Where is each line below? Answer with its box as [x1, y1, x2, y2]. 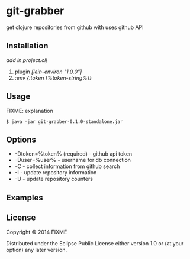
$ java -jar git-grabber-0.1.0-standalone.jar [6, 118, 123, 125]
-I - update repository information [14, 169, 97, 176]
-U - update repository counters [14, 176, 94, 183]
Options [6, 134, 37, 144]
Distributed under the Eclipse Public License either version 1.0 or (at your [6, 239, 184, 247]
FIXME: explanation [6, 107, 53, 114]
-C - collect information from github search [14, 163, 120, 170]
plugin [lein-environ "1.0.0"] [14, 68, 82, 75]
